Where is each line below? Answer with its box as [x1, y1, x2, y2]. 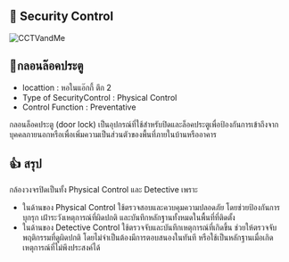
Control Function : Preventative [21, 102, 136, 112]
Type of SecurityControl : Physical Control [21, 92, 178, 102]
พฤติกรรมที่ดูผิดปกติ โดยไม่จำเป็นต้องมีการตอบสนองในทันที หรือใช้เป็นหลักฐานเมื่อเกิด [21, 233, 274, 243]
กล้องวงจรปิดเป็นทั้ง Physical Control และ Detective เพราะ [9, 184, 198, 195]
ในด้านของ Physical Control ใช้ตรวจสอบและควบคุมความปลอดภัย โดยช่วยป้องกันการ [21, 202, 281, 213]
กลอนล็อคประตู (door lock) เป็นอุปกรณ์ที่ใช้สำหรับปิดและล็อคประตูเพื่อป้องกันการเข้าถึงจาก [9, 119, 279, 129]
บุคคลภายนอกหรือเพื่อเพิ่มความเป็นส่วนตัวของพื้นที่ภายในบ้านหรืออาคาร [9, 128, 217, 139]
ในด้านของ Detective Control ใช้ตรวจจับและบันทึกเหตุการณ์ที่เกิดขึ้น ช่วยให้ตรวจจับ [21, 222, 277, 233]
